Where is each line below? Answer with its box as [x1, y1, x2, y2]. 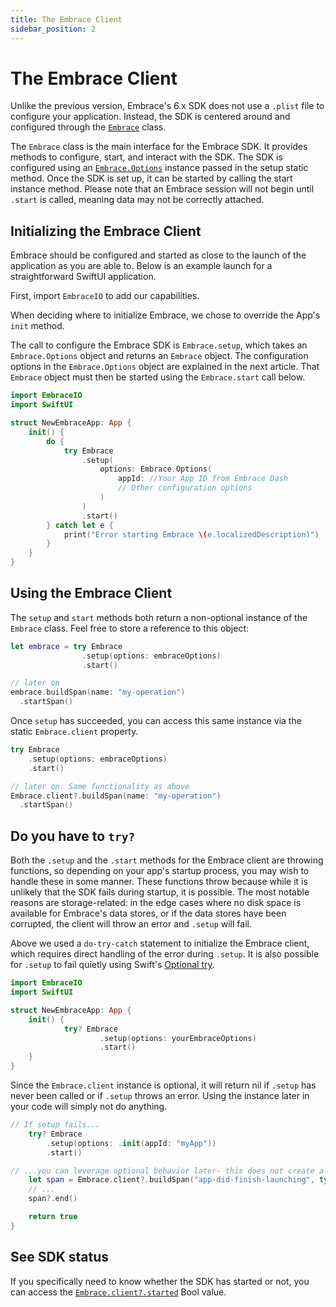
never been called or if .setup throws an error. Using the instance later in [10, 1090, 310, 1101]
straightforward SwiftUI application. [10, 271, 157, 283]
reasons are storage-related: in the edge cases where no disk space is [10, 897, 302, 909]
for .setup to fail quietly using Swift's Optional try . [10, 959, 215, 971]
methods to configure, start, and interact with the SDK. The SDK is [10, 151, 283, 163]
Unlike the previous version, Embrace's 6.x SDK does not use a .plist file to [10, 100, 325, 112]
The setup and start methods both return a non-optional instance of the [10, 611, 308, 623]
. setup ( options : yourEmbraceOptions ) [99, 1033, 257, 1043]
